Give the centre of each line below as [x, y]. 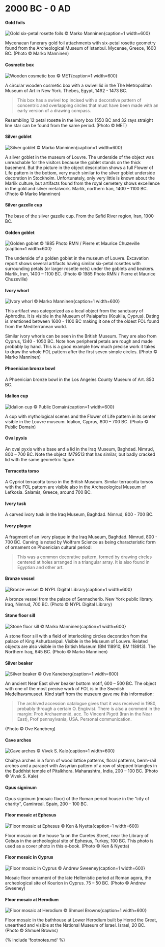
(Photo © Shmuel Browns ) [32, 930]
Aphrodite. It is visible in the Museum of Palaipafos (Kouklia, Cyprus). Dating [82, 316]
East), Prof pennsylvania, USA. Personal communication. [74, 719]
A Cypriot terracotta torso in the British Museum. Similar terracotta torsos [79, 482]
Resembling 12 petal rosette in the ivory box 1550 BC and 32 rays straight [79, 120]
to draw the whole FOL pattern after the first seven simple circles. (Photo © [81, 352]
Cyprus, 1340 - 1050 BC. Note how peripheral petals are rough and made [79, 341]
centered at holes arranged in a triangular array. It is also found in [83, 562]
